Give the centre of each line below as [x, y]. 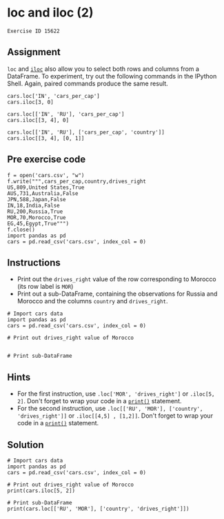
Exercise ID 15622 [33, 31]
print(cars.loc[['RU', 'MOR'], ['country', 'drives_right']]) [98, 509]
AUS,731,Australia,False [43, 193]
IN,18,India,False [33, 205]
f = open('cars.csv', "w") [46, 175]
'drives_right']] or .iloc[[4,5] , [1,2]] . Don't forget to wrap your [115, 416]
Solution [26, 445]
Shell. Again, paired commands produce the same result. [88, 83]
